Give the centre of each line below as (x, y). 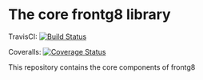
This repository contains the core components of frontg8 (102, 67)
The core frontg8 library (90, 15)
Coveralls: (25, 51)
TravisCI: (23, 36)
